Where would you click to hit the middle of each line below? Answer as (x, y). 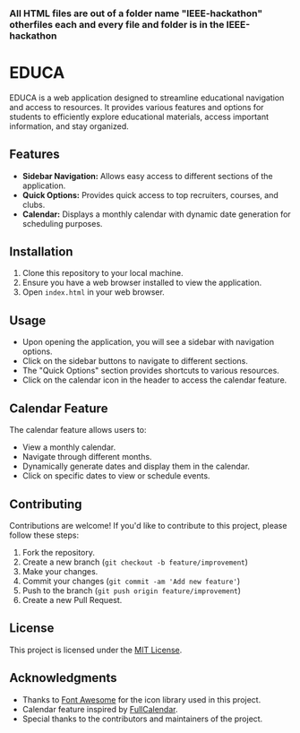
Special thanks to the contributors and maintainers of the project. (142, 719)
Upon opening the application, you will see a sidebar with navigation (148, 342)
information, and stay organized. (69, 126)
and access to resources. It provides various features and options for (137, 107)
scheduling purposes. (62, 223)
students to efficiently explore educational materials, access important (139, 116)
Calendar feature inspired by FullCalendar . (100, 709)
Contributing (46, 504)
